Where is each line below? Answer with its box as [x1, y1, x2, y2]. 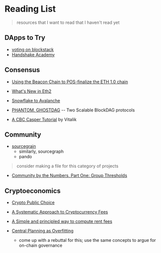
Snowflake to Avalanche [11, 97, 60, 103]
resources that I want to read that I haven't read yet [16, 19, 120, 25]
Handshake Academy [11, 52, 55, 57]
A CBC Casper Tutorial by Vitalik [11, 116, 77, 122]
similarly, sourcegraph [19, 148, 64, 154]
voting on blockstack [11, 46, 54, 52]
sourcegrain [11, 144, 36, 149]
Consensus [4, 66, 40, 74]
